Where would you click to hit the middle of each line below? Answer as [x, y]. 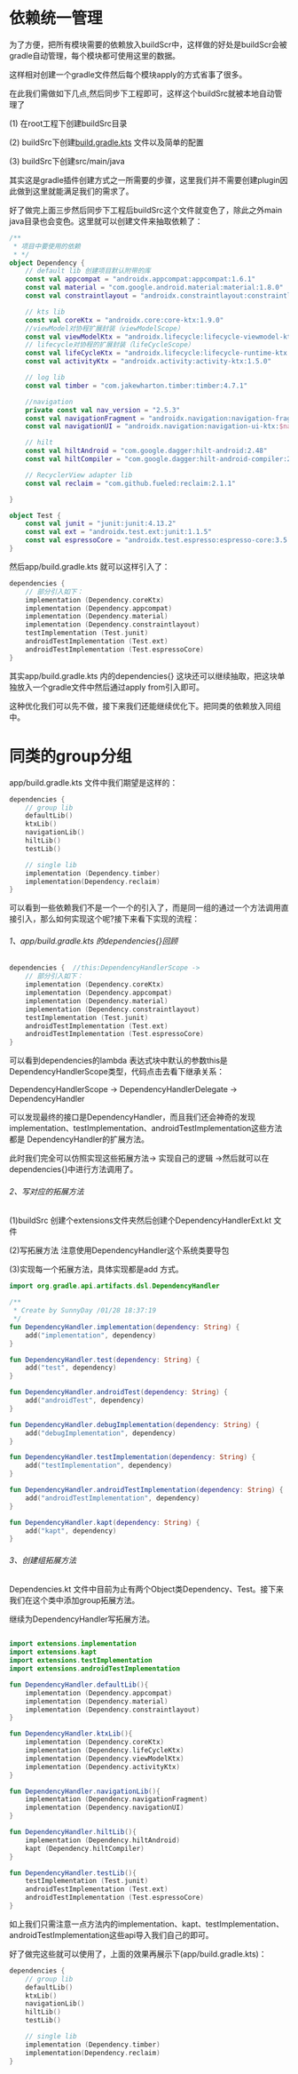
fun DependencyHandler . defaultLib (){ [79, 1685]
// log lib [45, 378]
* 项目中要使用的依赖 [47, 246]
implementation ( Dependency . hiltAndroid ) [102, 1840]
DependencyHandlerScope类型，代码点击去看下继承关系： [117, 1072]
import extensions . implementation [73, 1644]
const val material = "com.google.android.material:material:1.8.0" [154, 288]
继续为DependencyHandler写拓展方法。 [82, 1619]
